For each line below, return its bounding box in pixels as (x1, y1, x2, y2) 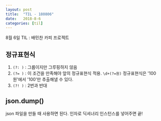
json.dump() (5, 97, 44, 105)
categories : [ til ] (5, 20, 43, 26)
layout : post (5, 7, 32, 12)
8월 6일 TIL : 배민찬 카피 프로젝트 (5, 35, 69, 40)
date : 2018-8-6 (5, 16, 41, 21)
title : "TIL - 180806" (5, 12, 54, 17)
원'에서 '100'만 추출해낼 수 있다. (12, 77, 74, 82)
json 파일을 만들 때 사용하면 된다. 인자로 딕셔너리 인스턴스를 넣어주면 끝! (5, 110, 143, 116)
